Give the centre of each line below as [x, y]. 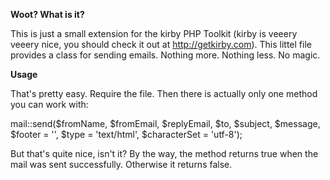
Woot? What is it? [47, 14]
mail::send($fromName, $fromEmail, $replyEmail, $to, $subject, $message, [165, 123]
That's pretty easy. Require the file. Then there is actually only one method [164, 93]
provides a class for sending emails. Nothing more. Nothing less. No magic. [165, 55]
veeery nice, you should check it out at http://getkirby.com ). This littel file [161, 44]
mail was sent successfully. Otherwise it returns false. [121, 164]
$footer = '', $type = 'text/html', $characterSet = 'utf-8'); [126, 134]
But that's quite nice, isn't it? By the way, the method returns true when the [164, 153]
